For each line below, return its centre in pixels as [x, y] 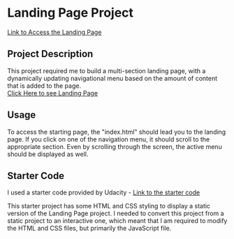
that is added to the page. [44, 86]
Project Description [50, 54]
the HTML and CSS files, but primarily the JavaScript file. [89, 229]
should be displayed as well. [48, 154]
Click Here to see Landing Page [53, 93]
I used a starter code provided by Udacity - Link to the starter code [104, 192]
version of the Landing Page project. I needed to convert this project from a [116, 213]
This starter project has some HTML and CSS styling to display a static [109, 206]
